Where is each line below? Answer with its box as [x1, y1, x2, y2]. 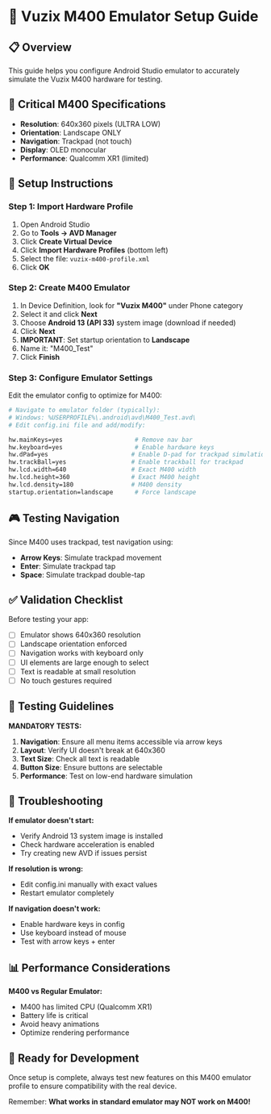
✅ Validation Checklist [8, 593, 123, 607]
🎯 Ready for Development [8, 1051, 140, 1065]
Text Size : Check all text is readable [19, 753, 140, 763]
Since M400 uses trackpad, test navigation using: [8, 536, 173, 547]
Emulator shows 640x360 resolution [19, 630, 141, 640]
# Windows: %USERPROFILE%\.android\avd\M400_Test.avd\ [8, 413, 197, 422]
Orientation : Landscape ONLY [19, 127, 122, 137]
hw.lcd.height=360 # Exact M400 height [8, 474, 200, 482]
